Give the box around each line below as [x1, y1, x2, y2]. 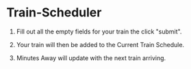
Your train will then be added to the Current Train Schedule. [16, 40, 185, 49]
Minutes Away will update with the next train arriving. [16, 53, 166, 62]
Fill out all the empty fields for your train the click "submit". [16, 27, 182, 36]
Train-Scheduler [6, 5, 102, 20]
